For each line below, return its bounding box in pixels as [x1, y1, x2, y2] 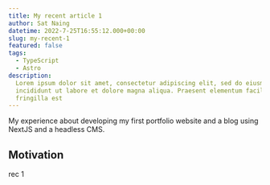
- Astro [15, 64, 42, 72]
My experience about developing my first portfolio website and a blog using [8, 116, 259, 125]
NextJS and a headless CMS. [8, 125, 105, 134]
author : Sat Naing [8, 19, 70, 27]
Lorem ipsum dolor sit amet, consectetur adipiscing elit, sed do [15, 79, 243, 87]
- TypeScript [15, 57, 59, 65]
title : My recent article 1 [8, 11, 103, 20]
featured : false [8, 42, 63, 50]
